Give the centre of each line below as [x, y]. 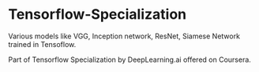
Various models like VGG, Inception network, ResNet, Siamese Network [124, 36]
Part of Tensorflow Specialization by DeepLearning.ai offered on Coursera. [129, 59]
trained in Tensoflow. [42, 44]
